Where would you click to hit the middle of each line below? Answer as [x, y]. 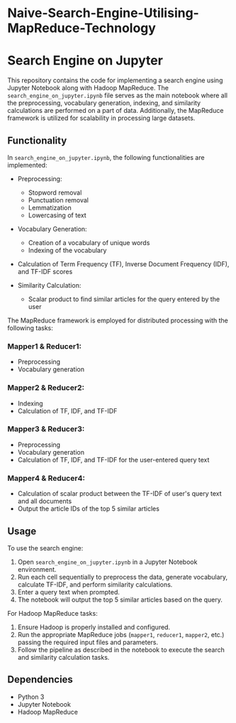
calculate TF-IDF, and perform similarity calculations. [95, 585]
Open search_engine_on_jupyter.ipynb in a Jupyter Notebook [107, 562]
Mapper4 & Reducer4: [46, 478]
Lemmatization [50, 207]
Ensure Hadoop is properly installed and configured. [94, 627]
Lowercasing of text [57, 215]
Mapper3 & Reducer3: [46, 429]
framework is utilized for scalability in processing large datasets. [101, 118]
